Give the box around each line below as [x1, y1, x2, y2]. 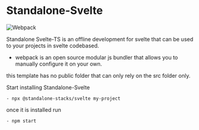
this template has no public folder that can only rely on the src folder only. [6, 72, 191, 79]
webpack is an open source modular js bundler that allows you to [15, 53, 178, 61]
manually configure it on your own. [15, 60, 103, 67]
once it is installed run [6, 106, 62, 113]
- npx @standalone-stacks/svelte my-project [6, 95, 121, 101]
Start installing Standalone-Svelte [6, 83, 90, 91]
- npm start [6, 118, 36, 124]
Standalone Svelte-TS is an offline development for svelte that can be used [6, 35, 194, 43]
